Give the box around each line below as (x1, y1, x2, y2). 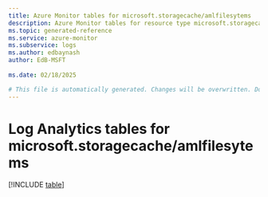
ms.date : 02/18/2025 (8, 71, 77, 79)
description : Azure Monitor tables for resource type (8, 19, 191, 27)
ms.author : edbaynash (8, 49, 81, 57)
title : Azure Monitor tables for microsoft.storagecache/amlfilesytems (8, 11, 251, 20)
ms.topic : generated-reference (8, 26, 112, 34)
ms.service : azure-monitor (8, 33, 98, 42)
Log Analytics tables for (8, 120, 170, 138)
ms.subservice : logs (8, 41, 77, 49)
